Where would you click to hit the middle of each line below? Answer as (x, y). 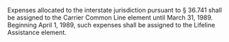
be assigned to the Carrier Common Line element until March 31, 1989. (110, 17)
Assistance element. (37, 32)
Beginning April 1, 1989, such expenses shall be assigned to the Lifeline (111, 25)
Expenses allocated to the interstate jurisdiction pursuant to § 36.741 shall (114, 10)
